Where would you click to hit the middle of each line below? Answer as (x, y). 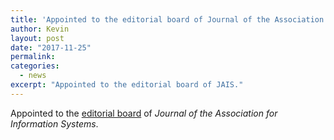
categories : (35, 66)
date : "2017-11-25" (51, 47)
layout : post (37, 38)
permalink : (33, 57)
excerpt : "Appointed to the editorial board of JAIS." (127, 85)
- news (33, 76)
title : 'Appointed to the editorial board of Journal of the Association (167, 19)
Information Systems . (54, 123)
